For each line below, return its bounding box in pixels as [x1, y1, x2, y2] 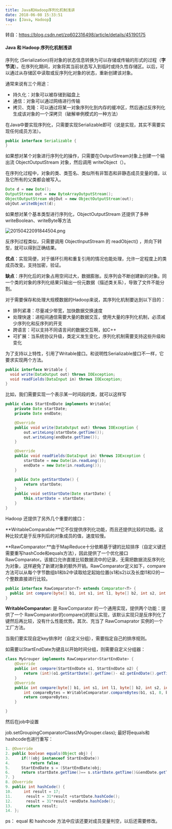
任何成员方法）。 [9, 128, 44, 134]
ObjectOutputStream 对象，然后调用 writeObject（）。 [15, 159, 129, 166]
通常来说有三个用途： [5, 80, 50, 87]
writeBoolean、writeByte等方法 [5, 217, 72, 224]
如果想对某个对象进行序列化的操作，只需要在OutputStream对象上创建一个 [5, 153, 161, 159]
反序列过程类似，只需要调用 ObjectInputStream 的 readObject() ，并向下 [5, 238, 158, 244]
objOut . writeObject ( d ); [5, 201, 56, 206]
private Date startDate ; [14, 406, 68, 412]
